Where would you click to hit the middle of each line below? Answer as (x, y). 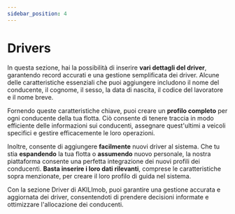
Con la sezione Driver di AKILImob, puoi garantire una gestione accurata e (114, 190)
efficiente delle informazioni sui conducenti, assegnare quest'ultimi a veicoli (116, 125)
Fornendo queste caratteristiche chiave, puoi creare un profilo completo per (117, 110)
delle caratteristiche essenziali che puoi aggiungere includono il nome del (113, 82)
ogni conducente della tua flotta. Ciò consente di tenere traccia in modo (111, 118)
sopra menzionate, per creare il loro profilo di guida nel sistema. (99, 176)
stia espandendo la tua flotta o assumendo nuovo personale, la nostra (109, 153)
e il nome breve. (30, 97)
